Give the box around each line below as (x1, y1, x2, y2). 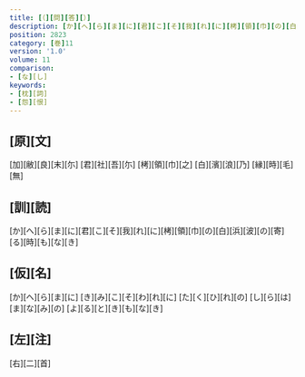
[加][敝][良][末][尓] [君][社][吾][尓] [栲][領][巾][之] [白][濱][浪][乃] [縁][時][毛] (9, 159, 294, 170)
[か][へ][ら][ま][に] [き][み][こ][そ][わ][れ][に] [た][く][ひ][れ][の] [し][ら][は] (9, 291, 292, 302)
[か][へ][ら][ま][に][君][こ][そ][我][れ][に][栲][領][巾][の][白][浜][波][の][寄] (9, 226, 285, 236)
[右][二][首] (9, 357, 52, 368)
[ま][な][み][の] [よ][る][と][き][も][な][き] (9, 303, 163, 314)
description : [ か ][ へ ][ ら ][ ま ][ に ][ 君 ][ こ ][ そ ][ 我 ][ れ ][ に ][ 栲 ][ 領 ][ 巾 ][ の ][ (9, 22, 290, 31)
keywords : (9, 81, 47, 90)
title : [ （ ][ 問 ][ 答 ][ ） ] (9, 13, 92, 23)
